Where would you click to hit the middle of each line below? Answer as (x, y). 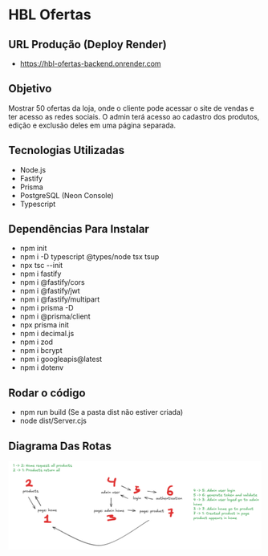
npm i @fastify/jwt (50, 291)
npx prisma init (45, 325)
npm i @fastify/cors (53, 282)
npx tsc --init (41, 266)
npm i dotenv (42, 367)
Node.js (33, 169)
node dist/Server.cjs (53, 421)
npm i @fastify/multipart (60, 299)
